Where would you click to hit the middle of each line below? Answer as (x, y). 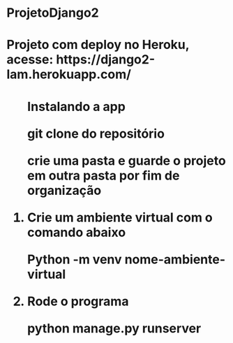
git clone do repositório (96, 133)
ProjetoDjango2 (53, 13)
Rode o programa (78, 301)
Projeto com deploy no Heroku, (98, 45)
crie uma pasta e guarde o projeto (126, 160)
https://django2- (106, 60)
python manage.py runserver (114, 328)
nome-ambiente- (175, 259)
